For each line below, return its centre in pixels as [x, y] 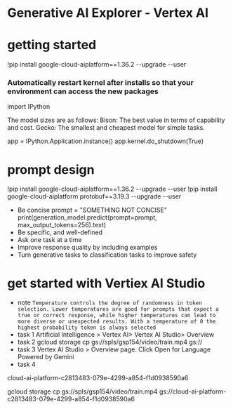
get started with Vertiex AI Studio [106, 283]
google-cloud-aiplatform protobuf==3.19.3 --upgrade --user [94, 196]
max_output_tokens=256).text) [62, 225]
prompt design [51, 169]
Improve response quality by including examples [87, 248]
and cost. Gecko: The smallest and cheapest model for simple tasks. [106, 128]
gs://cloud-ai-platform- [193, 391]
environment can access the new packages [83, 91]
